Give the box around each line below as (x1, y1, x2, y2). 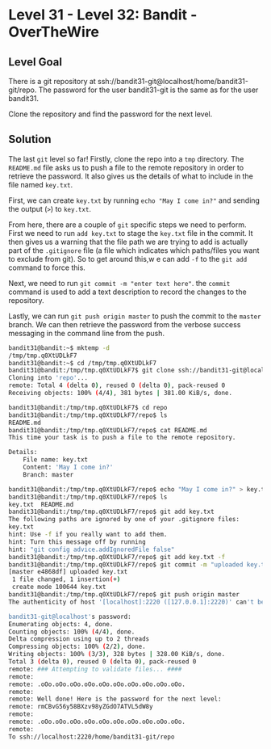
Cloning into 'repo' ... (8, 374, 89, 382)
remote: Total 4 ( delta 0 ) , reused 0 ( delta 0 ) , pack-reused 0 (8, 381, 226, 389)
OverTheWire (8, 23, 99, 41)
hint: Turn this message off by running (8, 537, 147, 546)
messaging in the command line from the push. (8, 328, 165, 338)
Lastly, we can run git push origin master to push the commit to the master (8, 311, 261, 321)
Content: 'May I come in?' (23, 463, 114, 472)
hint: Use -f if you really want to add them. (8, 531, 168, 539)
